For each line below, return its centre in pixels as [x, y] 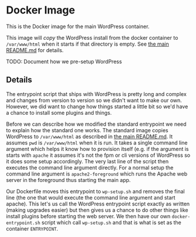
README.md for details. [35, 50]
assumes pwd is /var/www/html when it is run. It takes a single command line [97, 142]
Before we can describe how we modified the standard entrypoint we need [96, 124]
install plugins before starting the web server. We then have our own [88, 216]
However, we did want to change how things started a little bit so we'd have [97, 107]
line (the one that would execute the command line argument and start [91, 197]
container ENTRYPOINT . [32, 228]
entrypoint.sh [23, 223]
